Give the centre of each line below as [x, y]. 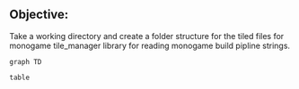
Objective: [39, 15]
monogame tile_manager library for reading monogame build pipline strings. [149, 45]
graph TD [26, 61]
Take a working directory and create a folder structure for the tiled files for [147, 36]
